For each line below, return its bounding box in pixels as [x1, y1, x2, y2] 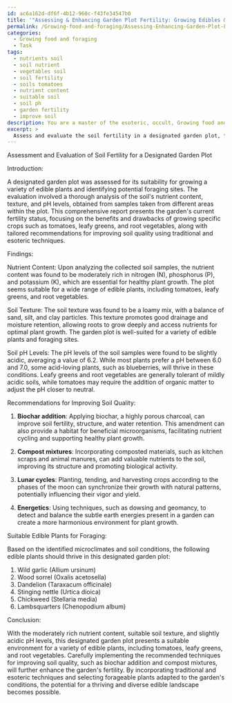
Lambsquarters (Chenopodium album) [17, 602, 126, 611]
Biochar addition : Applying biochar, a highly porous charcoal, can [17, 412, 205, 421]
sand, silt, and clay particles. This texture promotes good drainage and [7, 314, 209, 322]
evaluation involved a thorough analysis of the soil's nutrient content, [7, 193, 204, 201]
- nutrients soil [13, 55, 64, 62]
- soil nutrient [13, 61, 60, 68]
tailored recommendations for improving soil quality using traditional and [7, 229, 213, 238]
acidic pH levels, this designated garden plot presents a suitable [7, 637, 189, 645]
